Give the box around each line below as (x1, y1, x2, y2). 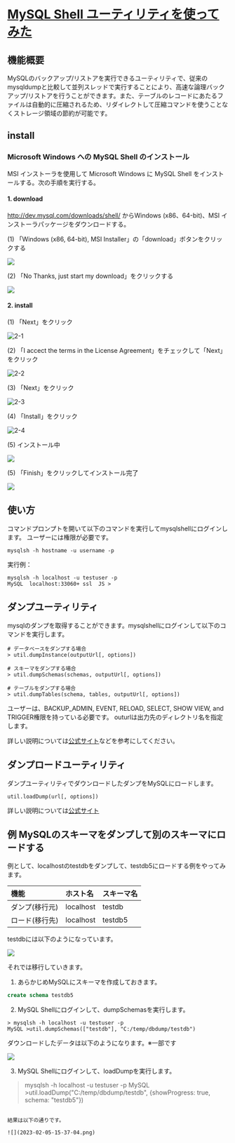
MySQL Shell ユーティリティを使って (7, 6, 220, 22)
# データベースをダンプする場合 (7, 645, 86, 653)
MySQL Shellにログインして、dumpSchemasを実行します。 (17, 1005, 189, 1014)
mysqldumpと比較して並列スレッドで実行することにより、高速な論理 (7, 83, 207, 91)
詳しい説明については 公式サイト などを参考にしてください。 (7, 736, 179, 744)
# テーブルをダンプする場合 (7, 685, 76, 692)
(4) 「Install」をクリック (7, 412, 78, 421)
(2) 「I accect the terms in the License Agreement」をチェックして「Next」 (7, 347, 227, 355)
